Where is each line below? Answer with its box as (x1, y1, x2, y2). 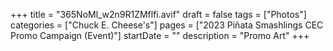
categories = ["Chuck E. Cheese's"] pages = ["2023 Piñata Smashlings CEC (10, 19, 324, 31)
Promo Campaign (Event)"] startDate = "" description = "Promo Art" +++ (10, 30, 310, 41)
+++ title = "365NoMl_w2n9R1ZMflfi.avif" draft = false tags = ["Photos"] (10, 9, 307, 20)
